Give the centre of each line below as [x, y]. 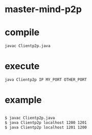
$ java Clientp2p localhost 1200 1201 [46, 122]
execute [22, 66]
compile [22, 33]
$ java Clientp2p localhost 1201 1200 [46, 127]
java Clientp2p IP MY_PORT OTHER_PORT [46, 79]
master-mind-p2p [43, 9]
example [23, 100]
